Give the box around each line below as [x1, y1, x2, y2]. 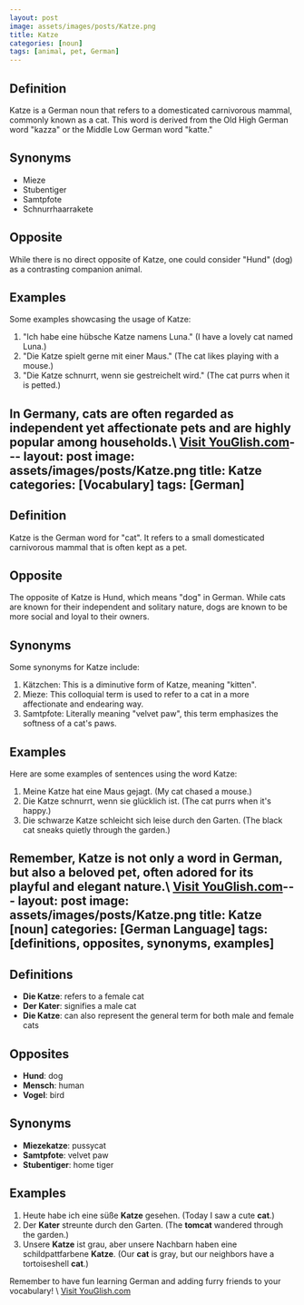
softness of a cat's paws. [22, 718, 117, 729]
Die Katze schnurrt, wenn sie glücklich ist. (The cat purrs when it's [22, 796, 272, 806]
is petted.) [22, 380, 62, 391]
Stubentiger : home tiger [22, 1159, 114, 1170]
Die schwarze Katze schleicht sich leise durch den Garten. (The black [22, 815, 283, 826]
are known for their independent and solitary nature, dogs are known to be [9, 601, 289, 613]
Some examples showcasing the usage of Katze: [9, 314, 191, 325]
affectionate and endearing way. [22, 698, 144, 709]
